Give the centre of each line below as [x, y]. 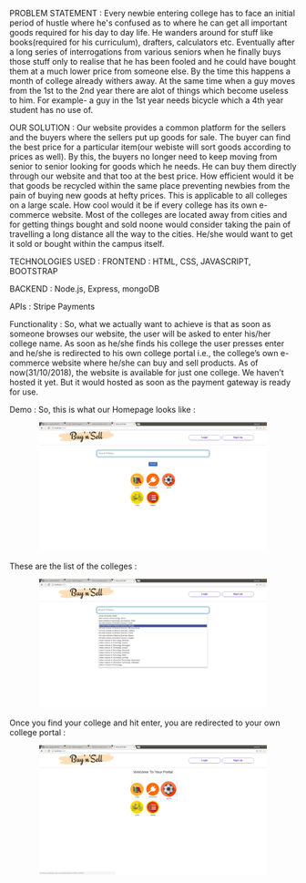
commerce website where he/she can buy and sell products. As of [134, 363]
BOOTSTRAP [34, 271]
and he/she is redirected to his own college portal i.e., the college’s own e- [149, 353]
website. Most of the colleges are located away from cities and [169, 215]
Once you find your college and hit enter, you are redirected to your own [145, 723]
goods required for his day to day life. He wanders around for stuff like [141, 32]
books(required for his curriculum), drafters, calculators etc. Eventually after [152, 42]
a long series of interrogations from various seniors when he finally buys [145, 52]
